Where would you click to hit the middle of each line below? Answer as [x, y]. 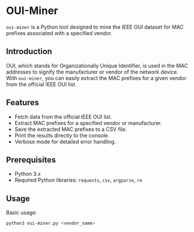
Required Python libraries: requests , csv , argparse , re [78, 180]
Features [22, 103]
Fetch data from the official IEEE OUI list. [63, 117]
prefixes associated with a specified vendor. [59, 33]
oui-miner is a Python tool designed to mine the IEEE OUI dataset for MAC [95, 27]
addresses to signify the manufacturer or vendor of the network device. [92, 72]
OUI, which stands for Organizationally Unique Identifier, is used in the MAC [97, 65]
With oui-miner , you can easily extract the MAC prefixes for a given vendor [96, 78]
